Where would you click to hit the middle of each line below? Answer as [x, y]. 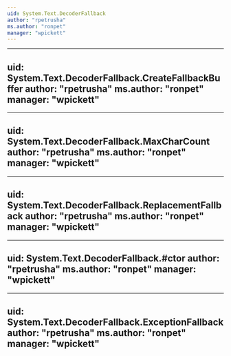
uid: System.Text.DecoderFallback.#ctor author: [113, 258]
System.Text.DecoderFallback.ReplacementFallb [114, 205]
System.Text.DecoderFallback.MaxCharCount [109, 142]
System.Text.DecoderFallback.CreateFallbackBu [114, 78]
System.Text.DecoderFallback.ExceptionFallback [115, 322]
